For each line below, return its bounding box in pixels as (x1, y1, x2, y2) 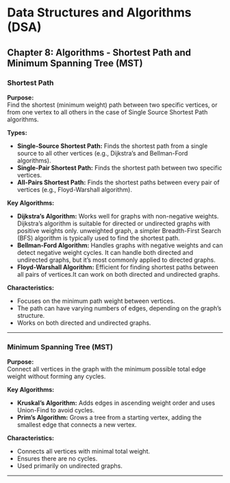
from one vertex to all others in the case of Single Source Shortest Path (7, 108, 208, 116)
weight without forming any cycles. (7, 372, 106, 381)
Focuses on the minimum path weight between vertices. (16, 297, 176, 305)
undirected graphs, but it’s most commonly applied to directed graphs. (16, 256, 216, 264)
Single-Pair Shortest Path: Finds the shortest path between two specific (16, 163, 222, 172)
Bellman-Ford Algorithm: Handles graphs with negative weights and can (16, 241, 223, 249)
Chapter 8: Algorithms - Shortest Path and (7, 47, 192, 58)
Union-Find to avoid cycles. (16, 406, 95, 414)
